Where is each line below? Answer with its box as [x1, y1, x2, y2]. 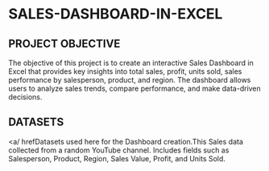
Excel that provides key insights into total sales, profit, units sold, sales [8, 67, 242, 76]
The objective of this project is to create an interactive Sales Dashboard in [8, 58, 254, 67]
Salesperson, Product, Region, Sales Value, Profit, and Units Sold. [8, 153, 226, 163]
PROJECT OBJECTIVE [8, 37, 121, 51]
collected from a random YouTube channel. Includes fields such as [8, 145, 230, 155]
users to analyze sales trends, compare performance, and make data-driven [8, 83, 262, 93]
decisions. [8, 92, 43, 101]
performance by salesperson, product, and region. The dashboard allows [8, 75, 251, 84]
